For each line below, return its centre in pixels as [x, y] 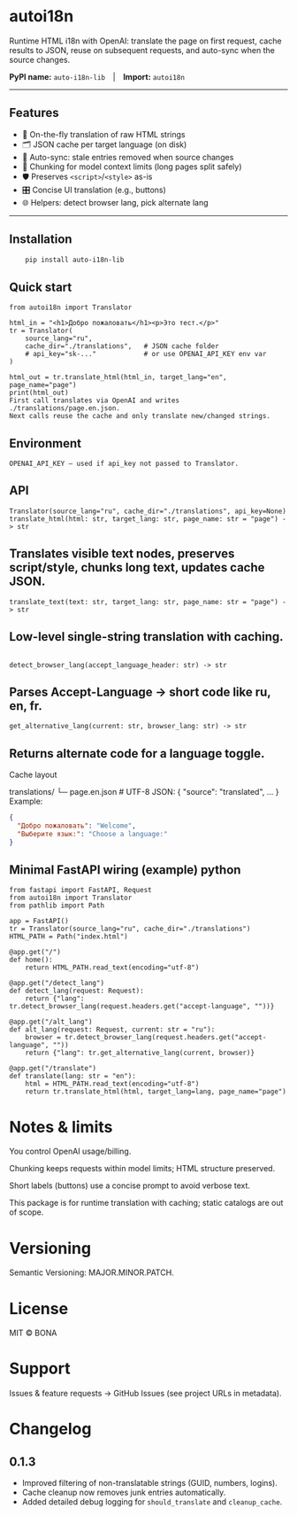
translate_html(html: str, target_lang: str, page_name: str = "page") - [148, 519]
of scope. [27, 1212]
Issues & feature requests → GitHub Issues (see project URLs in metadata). [145, 1394]
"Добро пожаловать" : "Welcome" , [77, 826]
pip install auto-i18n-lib [75, 260]
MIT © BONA [33, 1333]
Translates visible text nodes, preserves [122, 554]
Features [34, 113]
